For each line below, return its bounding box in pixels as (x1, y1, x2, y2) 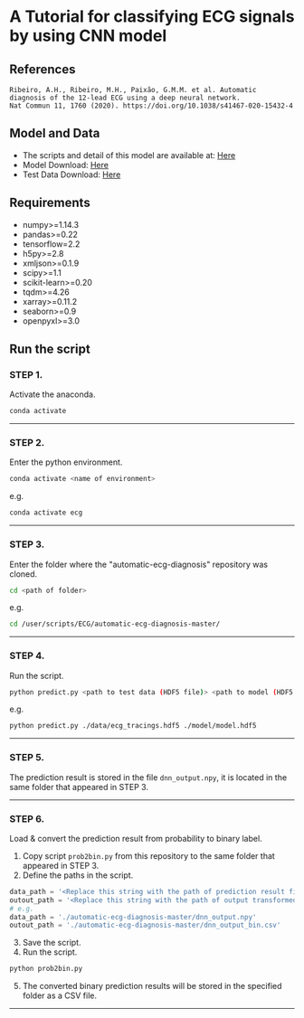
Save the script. (22, 938, 81, 948)
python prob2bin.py (9, 965, 83, 974)
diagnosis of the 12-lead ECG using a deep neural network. (9, 93, 242, 102)
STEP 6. (9, 812, 45, 825)
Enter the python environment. (9, 457, 123, 467)
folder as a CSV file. (22, 990, 98, 1001)
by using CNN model (9, 25, 167, 46)
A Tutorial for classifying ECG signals (9, 6, 295, 27)
